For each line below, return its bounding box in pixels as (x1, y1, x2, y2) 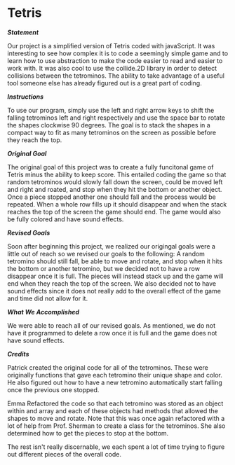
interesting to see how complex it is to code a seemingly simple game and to (7, 49, 229, 57)
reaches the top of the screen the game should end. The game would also (7, 207, 221, 216)
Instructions (7, 92, 44, 101)
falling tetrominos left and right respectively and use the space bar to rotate (7, 113, 226, 122)
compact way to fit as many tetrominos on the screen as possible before (7, 128, 216, 137)
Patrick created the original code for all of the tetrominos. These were (7, 363, 209, 372)
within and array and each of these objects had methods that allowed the (7, 406, 219, 415)
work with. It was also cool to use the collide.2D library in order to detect (7, 64, 217, 72)
